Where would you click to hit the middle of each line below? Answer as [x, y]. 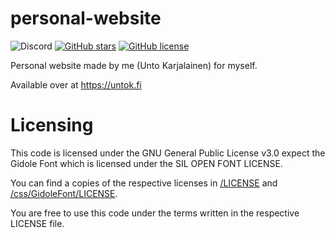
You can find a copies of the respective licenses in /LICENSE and [144, 183]
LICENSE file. [37, 223]
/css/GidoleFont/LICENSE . [64, 193]
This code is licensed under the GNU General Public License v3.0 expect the [168, 153]
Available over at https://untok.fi [76, 84]
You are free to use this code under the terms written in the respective [155, 213]
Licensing [52, 125]
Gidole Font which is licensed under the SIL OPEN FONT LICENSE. [146, 163]
